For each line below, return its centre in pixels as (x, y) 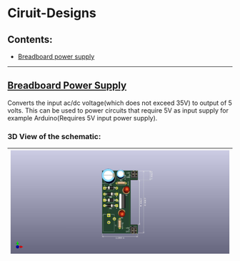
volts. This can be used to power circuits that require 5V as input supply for (118, 110)
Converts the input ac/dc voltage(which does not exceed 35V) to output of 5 (120, 103)
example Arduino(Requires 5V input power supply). (82, 118)
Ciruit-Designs (52, 13)
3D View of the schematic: (54, 136)
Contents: (30, 40)
